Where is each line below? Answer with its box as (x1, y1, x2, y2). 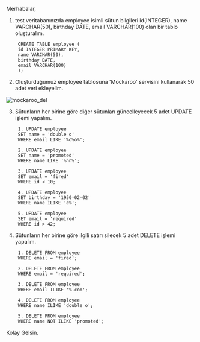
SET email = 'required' (17, 216, 77, 222)
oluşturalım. (14, 30, 44, 37)
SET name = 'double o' (17, 131, 75, 138)
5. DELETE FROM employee (17, 313, 80, 319)
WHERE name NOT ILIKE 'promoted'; (17, 318, 105, 325)
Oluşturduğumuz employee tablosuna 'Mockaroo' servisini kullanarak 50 (14, 78, 195, 85)
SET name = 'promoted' (17, 153, 75, 159)
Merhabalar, (6, 5, 36, 12)
